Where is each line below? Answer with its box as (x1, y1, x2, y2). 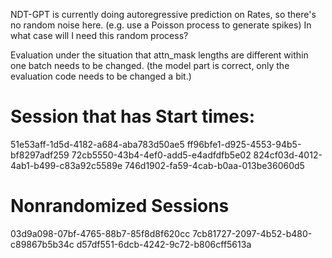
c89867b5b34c (10, 238, 75, 250)
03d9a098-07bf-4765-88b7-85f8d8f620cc (10, 227, 191, 239)
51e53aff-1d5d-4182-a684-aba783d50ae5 (10, 138, 185, 150)
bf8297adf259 (10, 149, 70, 161)
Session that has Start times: (10, 105, 256, 128)
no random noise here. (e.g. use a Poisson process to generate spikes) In (10, 19, 312, 31)
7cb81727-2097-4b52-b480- (192, 227, 313, 239)
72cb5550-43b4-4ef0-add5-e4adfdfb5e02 (71, 149, 252, 161)
